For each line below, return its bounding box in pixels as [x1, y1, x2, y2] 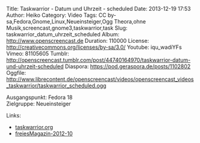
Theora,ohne [114, 18, 146, 25]
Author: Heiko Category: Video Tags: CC [6, 11, 107, 19]
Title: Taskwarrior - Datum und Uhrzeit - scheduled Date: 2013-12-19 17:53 [6, 5, 191, 12]
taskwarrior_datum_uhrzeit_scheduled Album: [6, 31, 119, 38]
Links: [6, 112, 21, 119]
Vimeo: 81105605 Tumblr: [6, 50, 69, 57]
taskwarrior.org [14, 124, 53, 130]
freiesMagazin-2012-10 [14, 130, 73, 137]
